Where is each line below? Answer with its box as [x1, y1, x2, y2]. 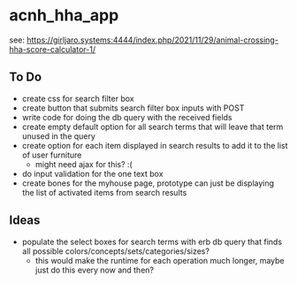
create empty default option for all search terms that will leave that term [21, 121, 284, 132]
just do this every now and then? [34, 265, 155, 275]
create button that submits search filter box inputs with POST [21, 103, 245, 113]
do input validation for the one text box [21, 168, 164, 179]
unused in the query [21, 130, 95, 142]
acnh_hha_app [9, 5, 119, 26]
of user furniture [21, 150, 82, 160]
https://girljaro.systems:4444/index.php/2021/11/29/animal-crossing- [26, 35, 278, 45]
